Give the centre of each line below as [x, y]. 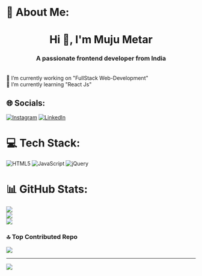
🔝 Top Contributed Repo [42, 237]
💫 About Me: [38, 12]
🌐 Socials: [26, 103]
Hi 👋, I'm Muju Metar [101, 40]
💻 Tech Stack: [43, 143]
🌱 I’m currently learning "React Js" [49, 84]
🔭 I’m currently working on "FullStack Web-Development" [77, 78]
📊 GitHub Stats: [47, 189]
